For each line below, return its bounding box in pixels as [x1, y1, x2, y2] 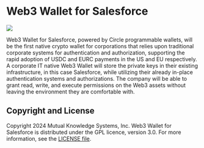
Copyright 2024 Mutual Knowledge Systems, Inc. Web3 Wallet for [6, 122, 172, 129]
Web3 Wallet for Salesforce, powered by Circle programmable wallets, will [6, 35, 193, 43]
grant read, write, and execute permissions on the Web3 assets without [6, 81, 186, 89]
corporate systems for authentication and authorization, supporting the [6, 49, 185, 56]
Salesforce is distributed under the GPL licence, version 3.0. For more [6, 128, 181, 136]
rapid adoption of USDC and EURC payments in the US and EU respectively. [6, 55, 197, 62]
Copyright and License [6, 106, 95, 116]
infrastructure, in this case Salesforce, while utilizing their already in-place [6, 68, 194, 76]
